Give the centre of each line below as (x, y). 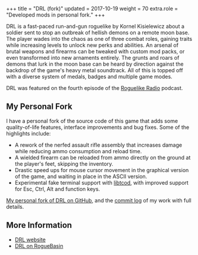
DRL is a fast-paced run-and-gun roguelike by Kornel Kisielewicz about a (95, 26)
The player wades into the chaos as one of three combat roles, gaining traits (99, 39)
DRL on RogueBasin (39, 246)
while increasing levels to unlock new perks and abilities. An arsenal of (92, 45)
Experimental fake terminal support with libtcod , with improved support (101, 182)
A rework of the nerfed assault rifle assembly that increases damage (98, 145)
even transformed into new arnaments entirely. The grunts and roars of (93, 58)
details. (15, 206)
